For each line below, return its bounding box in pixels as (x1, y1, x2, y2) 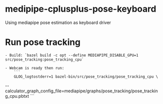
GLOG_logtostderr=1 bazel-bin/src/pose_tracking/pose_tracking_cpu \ (14, 74, 159, 79)
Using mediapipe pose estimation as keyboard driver (5, 20, 111, 25)
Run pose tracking (5, 37, 81, 48)
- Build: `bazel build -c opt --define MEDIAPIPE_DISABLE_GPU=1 (5, 53, 139, 58)
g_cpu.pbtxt (5, 93, 29, 99)
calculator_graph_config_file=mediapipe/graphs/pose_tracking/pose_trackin (5, 88, 158, 94)
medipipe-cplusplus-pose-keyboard (5, 3, 157, 15)
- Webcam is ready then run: (5, 65, 64, 70)
